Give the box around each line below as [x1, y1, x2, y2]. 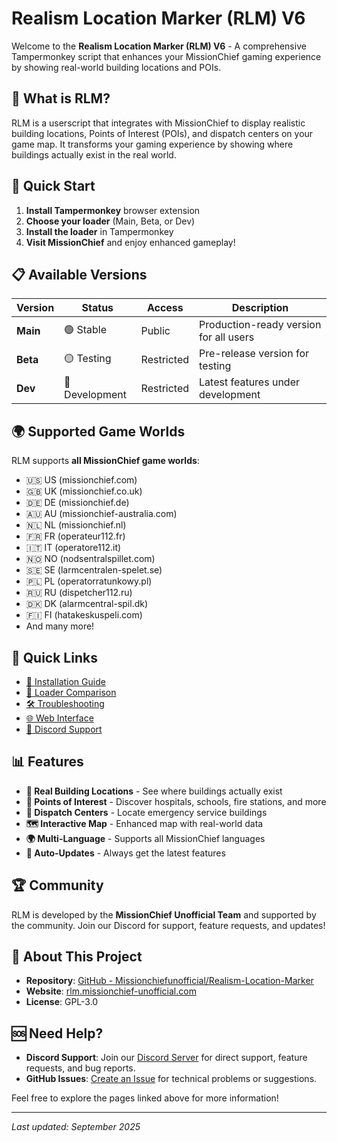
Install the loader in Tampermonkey [25, 225, 174, 237]
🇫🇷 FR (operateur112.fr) [25, 530, 126, 542]
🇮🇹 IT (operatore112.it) [25, 542, 122, 554]
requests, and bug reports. [25, 1062, 136, 1074]
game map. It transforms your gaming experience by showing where [11, 138, 294, 150]
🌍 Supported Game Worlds [11, 423, 186, 440]
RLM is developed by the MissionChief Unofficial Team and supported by [11, 908, 317, 921]
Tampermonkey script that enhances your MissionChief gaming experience [11, 50, 322, 62]
